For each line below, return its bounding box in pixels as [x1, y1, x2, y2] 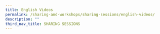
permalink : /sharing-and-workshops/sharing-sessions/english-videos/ [5, 12, 155, 17]
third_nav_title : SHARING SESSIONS [5, 21, 81, 26]
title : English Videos [5, 7, 53, 12]
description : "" [5, 16, 39, 21]
